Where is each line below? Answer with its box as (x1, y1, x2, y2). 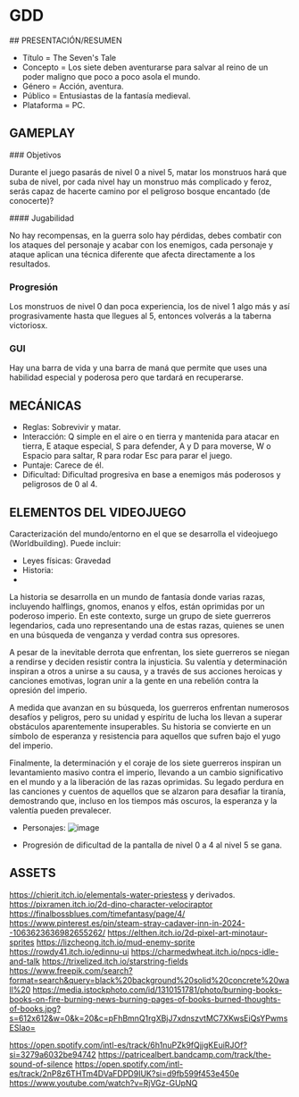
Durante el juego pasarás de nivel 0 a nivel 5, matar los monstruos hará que (9, 166, 287, 177)
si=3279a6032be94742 (9, 1049, 96, 1059)
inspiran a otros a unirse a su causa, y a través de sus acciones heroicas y (9, 665, 283, 676)
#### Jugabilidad (9, 212, 74, 224)
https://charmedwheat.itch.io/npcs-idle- (130, 946, 279, 957)
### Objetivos (9, 149, 62, 160)
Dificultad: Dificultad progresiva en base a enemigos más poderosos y (21, 469, 281, 480)
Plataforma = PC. (21, 99, 86, 110)
